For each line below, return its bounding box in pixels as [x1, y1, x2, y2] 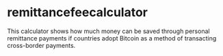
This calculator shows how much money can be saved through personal [7, 27, 210, 35]
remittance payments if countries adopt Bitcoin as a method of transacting [7, 34, 217, 42]
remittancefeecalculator [7, 5, 148, 20]
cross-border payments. [7, 41, 76, 49]
